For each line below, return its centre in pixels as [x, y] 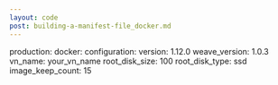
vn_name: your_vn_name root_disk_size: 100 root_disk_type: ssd [128, 61]
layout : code [34, 17]
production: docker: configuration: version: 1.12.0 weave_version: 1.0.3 [139, 51]
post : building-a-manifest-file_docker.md [90, 26]
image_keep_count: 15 [51, 70]
